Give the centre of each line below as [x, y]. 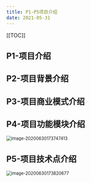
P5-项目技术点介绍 [42, 159]
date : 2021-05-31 [28, 18]
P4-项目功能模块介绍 [46, 124]
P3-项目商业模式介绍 [45, 101]
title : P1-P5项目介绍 [32, 12]
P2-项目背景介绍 [38, 79]
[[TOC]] [16, 35]
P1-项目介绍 [29, 56]
